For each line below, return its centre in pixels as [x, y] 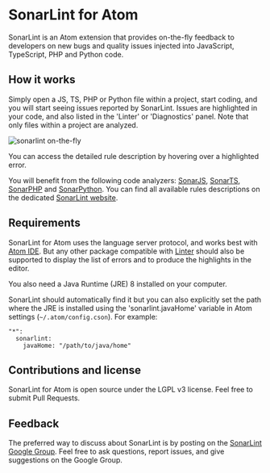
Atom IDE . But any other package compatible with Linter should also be [127, 251]
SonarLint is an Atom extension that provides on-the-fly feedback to [122, 37]
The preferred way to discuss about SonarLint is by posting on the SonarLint [135, 443]
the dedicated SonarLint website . [63, 197]
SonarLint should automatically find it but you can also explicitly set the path [135, 299]
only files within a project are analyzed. [73, 125]
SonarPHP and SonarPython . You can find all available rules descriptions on [134, 189]
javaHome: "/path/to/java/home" [77, 345]
